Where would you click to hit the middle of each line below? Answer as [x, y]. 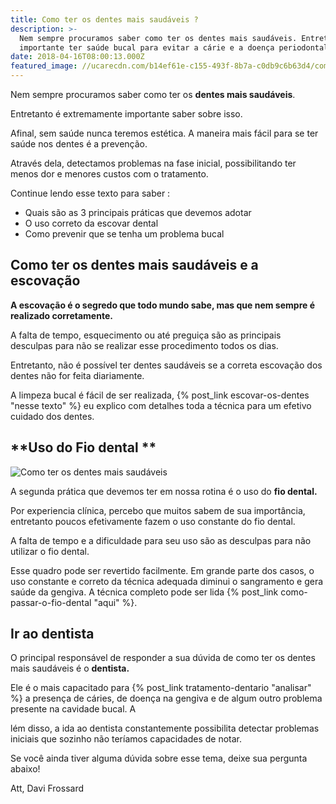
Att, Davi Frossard [47, 788]
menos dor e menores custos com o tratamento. [109, 174]
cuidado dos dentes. [52, 416]
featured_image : [44, 66]
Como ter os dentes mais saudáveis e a [134, 265]
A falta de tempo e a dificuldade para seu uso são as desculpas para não [161, 540]
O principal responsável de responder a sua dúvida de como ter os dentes [163, 658]
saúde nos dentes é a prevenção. [79, 144]
